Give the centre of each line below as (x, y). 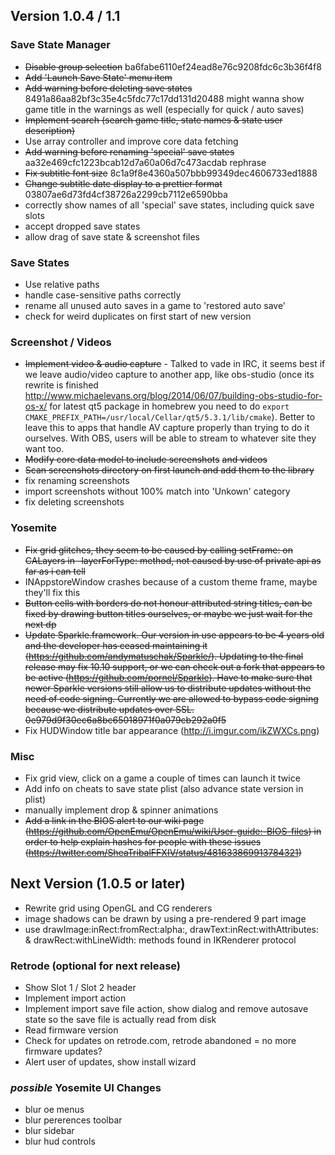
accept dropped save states (82, 226)
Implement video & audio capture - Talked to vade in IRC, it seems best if (175, 364)
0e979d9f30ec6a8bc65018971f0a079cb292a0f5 (125, 720)
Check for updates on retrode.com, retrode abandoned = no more (160, 1040)
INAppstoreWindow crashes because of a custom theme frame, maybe (171, 581)
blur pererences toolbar (73, 1120)
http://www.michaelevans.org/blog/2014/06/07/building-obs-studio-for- (173, 396)
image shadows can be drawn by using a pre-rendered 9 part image (165, 918)
